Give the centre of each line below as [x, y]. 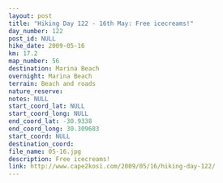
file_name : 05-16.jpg [45, 151]
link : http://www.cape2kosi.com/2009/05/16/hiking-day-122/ [112, 167]
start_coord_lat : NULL [47, 106]
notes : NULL [28, 99]
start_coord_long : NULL [49, 114]
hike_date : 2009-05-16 [47, 46]
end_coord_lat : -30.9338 [50, 121]
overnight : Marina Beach [50, 76]
